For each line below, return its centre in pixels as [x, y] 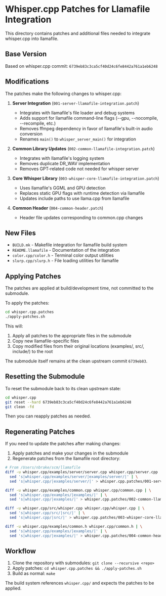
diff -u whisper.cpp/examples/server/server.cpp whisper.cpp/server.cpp [82, 472]
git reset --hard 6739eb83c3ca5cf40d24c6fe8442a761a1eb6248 [68, 402]
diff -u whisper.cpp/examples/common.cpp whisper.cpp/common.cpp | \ [78, 490]
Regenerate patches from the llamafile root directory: [66, 458]
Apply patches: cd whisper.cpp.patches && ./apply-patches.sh [77, 568]
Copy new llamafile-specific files [45, 341]
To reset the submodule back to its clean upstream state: [63, 388]
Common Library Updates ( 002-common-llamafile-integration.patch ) [83, 148]
